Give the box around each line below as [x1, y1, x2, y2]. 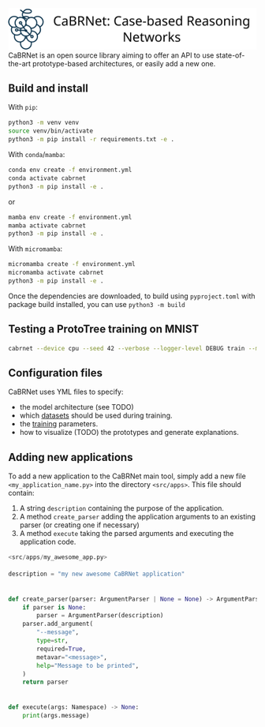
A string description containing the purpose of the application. [19, 504, 225, 513]
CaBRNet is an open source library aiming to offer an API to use [8, 51, 215, 60]
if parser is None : [22, 603, 87, 611]
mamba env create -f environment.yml [8, 213, 132, 221]
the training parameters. [19, 419, 99, 429]
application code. [19, 537, 77, 547]
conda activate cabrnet [8, 174, 87, 182]
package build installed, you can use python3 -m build [8, 299, 185, 309]
